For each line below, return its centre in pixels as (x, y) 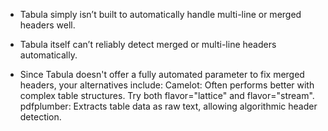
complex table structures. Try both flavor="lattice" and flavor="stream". (167, 95)
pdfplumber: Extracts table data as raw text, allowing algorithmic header (168, 106)
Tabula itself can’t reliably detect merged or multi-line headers (148, 44)
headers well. (47, 25)
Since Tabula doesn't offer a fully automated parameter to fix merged (162, 74)
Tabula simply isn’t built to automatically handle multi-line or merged (160, 14)
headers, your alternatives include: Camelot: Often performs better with (167, 85)
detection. (40, 117)
